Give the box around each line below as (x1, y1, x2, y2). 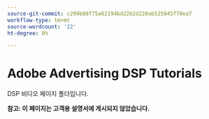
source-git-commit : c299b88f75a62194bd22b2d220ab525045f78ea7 (7, 10, 192, 17)
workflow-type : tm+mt (7, 17, 71, 24)
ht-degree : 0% (7, 29, 49, 37)
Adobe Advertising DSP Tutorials (7, 65, 203, 81)
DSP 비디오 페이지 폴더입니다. (7, 90, 89, 98)
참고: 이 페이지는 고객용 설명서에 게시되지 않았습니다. (7, 104, 150, 113)
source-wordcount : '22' (7, 23, 77, 30)
